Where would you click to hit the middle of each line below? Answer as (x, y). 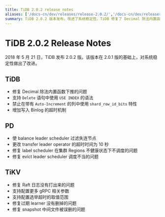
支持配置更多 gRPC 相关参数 (41, 191)
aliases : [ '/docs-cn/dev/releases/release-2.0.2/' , (59, 14)
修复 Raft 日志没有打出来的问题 (43, 185)
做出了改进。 (27, 63)
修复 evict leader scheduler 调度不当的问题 (55, 156)
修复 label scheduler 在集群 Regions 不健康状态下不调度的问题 (75, 150)
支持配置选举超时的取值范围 (40, 197)
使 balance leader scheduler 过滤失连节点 (54, 138)
